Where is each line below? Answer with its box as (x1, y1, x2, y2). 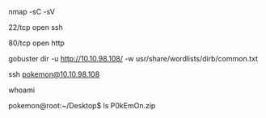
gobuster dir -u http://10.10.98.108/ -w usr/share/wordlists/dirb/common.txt (8, 54, 259, 63)
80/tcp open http (8, 38, 65, 48)
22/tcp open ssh (8, 23, 63, 32)
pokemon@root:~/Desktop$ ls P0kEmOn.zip (8, 101, 156, 110)
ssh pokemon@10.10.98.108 (8, 70, 100, 79)
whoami (8, 85, 35, 95)
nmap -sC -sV (8, 7, 55, 16)
